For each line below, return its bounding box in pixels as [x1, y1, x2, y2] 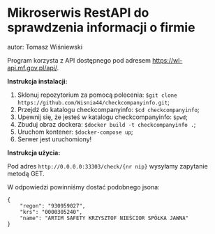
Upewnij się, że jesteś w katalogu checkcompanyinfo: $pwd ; [17, 113, 188, 121]
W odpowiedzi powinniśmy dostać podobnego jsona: [7, 182, 160, 191]
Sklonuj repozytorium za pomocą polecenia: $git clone [17, 91, 177, 99]
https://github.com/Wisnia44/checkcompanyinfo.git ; [17, 97, 170, 106]
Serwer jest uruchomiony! [17, 134, 92, 143]
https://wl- [152, 56, 183, 64]
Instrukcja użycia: [7, 148, 61, 157]
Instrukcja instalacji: [7, 77, 68, 85]
